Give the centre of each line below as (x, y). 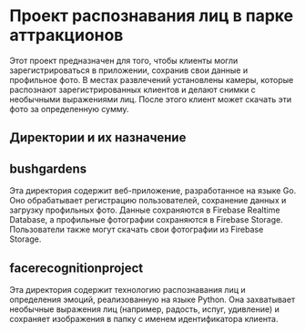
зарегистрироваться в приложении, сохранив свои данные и (129, 70)
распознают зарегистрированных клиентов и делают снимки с (133, 89)
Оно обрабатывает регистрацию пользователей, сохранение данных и (148, 201)
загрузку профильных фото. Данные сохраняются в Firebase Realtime (145, 210)
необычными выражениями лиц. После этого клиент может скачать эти (151, 99)
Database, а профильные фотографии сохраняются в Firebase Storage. (147, 220)
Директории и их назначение (98, 138)
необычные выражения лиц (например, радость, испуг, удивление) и (145, 309)
